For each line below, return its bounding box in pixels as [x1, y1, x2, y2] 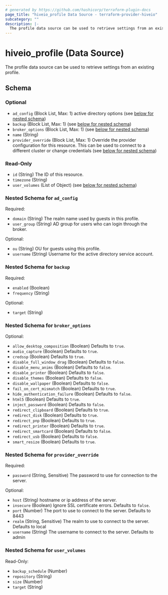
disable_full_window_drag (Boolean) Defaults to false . [12, 359, 125, 365]
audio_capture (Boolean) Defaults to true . [12, 348, 98, 354]
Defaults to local [12, 524, 46, 530]
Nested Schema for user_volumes [5, 547, 86, 554]
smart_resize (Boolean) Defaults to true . [12, 439, 96, 445]
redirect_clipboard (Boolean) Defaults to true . [12, 407, 109, 413]
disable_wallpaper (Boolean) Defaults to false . [12, 380, 109, 386]
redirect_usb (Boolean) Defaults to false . [12, 433, 98, 439]
